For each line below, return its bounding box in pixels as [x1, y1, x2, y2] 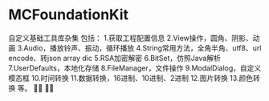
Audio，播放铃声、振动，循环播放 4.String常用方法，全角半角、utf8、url [23, 42, 262, 53]
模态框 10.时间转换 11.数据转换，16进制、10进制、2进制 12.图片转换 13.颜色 [8, 73, 254, 83]
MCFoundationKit [8, 6, 128, 24]
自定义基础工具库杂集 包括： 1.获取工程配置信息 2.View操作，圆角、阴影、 [8, 33, 253, 42]
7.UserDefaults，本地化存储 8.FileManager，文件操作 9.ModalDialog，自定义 [8, 63, 262, 73]
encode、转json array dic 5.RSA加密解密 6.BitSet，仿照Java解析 [8, 53, 221, 63]
